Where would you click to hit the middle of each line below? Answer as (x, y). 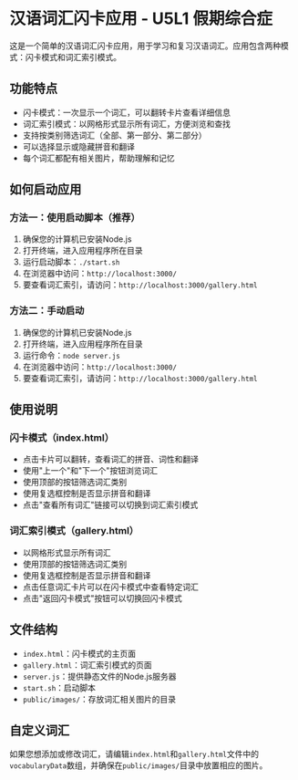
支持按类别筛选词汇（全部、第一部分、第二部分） (114, 135)
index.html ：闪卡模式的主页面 (79, 653)
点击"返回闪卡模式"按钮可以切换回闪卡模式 (102, 598)
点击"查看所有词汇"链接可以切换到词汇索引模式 (110, 505)
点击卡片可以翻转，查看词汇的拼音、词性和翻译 (110, 459)
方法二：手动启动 (47, 311)
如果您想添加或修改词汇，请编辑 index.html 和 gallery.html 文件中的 (134, 754)
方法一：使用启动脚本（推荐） (75, 218)
